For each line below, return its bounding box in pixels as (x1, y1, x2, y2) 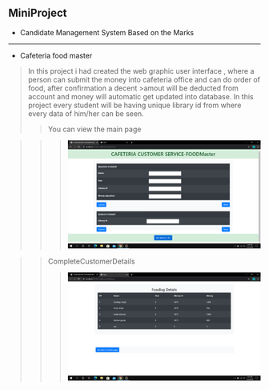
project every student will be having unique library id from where (27, 100, 242, 110)
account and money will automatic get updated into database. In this (27, 91, 254, 101)
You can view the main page (47, 124, 142, 134)
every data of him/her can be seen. (27, 108, 144, 119)
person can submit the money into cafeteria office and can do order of (27, 74, 260, 84)
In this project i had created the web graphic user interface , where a (27, 66, 255, 75)
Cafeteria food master (19, 50, 93, 60)
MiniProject (8, 6, 67, 20)
